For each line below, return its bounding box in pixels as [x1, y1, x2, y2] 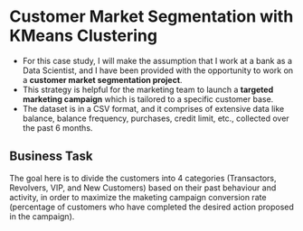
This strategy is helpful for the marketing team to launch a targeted [22, 84, 274, 95]
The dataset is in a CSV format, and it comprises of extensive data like [22, 103, 285, 114]
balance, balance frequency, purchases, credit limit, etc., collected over [22, 113, 289, 124]
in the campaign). [9, 210, 75, 222]
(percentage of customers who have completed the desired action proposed [9, 201, 294, 212]
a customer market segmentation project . [22, 74, 183, 85]
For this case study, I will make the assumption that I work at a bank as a [22, 55, 292, 66]
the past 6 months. [22, 122, 93, 133]
